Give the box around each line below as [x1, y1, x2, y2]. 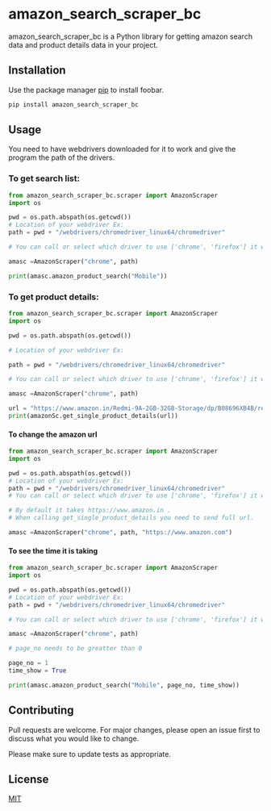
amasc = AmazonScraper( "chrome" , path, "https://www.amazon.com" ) [8, 529, 232, 537]
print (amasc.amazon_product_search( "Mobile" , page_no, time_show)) [8, 681, 240, 689]
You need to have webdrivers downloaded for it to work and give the [8, 144, 236, 154]
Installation [8, 64, 66, 77]
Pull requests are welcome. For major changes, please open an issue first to [8, 725, 261, 734]
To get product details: [8, 291, 99, 303]
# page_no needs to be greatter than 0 [8, 645, 143, 653]
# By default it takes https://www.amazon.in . [8, 506, 172, 515]
